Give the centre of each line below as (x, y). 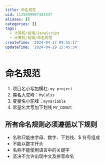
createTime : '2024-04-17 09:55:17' (42, 43)
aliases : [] (17, 19)
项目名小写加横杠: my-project (42, 88)
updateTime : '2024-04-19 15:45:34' (42, 47)
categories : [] (21, 24)
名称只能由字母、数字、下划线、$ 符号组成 (56, 137)
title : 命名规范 (20, 10)
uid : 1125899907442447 (29, 15)
